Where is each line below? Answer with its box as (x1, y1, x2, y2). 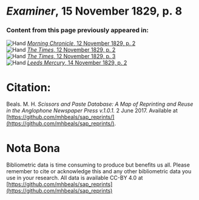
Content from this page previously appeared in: (6, 26, 149, 35)
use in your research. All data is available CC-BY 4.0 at (6, 174, 143, 182)
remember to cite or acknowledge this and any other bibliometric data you (6, 168, 192, 175)
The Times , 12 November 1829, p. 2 (27, 46, 116, 53)
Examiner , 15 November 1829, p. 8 (6, 4, 183, 18)
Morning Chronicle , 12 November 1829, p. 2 (27, 40, 136, 47)
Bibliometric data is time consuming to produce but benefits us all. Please (6, 161, 190, 168)
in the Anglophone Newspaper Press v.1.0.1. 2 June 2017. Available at (6, 107, 178, 114)
